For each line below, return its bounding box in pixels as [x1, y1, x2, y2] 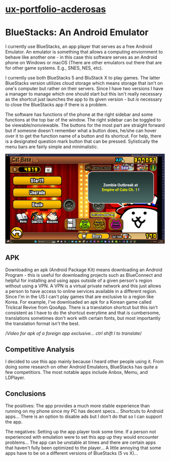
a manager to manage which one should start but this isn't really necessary [5, 91, 162, 97]
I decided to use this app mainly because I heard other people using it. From [5, 358, 164, 365]
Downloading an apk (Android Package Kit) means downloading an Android [5, 267, 163, 273]
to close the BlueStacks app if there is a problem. [5, 102, 108, 108]
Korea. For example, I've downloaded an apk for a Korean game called [5, 299, 152, 305]
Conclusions [5, 389, 46, 398]
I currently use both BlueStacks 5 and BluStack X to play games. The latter [5, 75, 160, 81]
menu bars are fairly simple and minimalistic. [5, 144, 99, 150]
